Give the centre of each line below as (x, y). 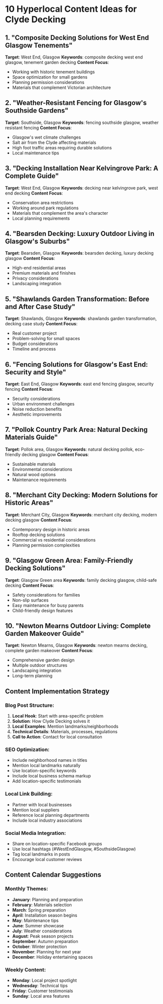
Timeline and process (34, 349)
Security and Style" (36, 372)
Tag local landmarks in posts (41, 854)
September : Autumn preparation (45, 941)
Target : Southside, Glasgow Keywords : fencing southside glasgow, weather (82, 122)
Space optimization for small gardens (50, 77)
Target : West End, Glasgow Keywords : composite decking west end (74, 57)
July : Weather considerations (42, 931)
